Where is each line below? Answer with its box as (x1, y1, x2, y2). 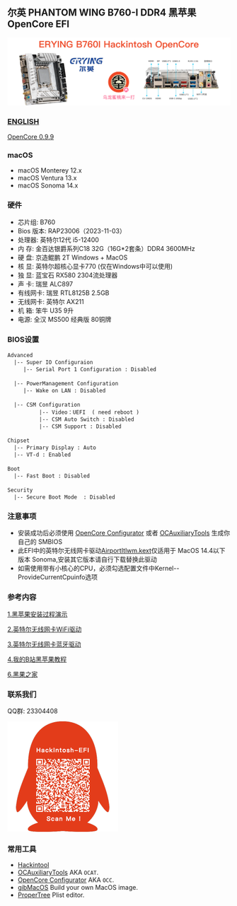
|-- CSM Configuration (13, 402, 81, 409)
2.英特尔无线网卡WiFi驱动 (7, 625, 82, 633)
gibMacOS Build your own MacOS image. (17, 883, 138, 892)
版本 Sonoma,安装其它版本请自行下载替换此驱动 (17, 555, 157, 564)
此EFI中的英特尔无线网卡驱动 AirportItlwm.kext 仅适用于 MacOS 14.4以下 (17, 547, 226, 555)
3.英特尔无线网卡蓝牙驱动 (7, 639, 81, 649)
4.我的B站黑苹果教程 (7, 655, 67, 663)
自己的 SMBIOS (17, 538, 62, 546)
